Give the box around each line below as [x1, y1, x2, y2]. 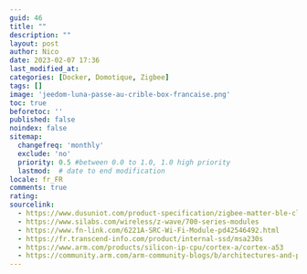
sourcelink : [9, 200, 55, 210]
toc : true [9, 98, 48, 108]
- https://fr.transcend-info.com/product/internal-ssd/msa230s [17, 234, 263, 243]
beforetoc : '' [9, 107, 64, 116]
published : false [9, 115, 76, 124]
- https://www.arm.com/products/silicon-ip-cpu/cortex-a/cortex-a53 [17, 243, 284, 252]
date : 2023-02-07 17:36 [9, 56, 101, 65]
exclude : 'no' [17, 149, 71, 158]
